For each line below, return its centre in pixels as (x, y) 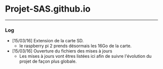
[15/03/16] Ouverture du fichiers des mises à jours (62, 51)
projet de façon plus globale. (48, 61)
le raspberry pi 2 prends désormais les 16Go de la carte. (75, 46)
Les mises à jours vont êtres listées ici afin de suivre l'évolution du (85, 56)
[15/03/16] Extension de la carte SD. (48, 41)
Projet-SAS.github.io (48, 9)
